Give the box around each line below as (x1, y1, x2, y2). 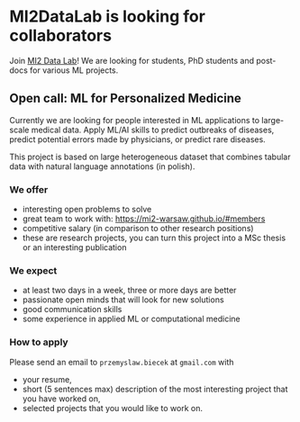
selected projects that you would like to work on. (22, 402, 203, 413)
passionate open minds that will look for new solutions (22, 294, 224, 305)
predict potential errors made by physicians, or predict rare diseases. (9, 133, 266, 145)
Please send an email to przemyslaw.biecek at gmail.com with (9, 356, 234, 367)
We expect (9, 264, 58, 276)
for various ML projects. (30, 65, 119, 76)
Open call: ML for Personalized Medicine (9, 91, 241, 106)
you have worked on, (22, 393, 101, 404)
